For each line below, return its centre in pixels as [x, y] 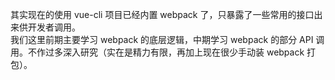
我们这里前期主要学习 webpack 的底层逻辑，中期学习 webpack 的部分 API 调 [167, 39]
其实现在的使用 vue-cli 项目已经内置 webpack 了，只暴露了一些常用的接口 [162, 14]
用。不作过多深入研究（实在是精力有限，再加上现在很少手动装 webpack [157, 52]
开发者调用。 [54, 27]
